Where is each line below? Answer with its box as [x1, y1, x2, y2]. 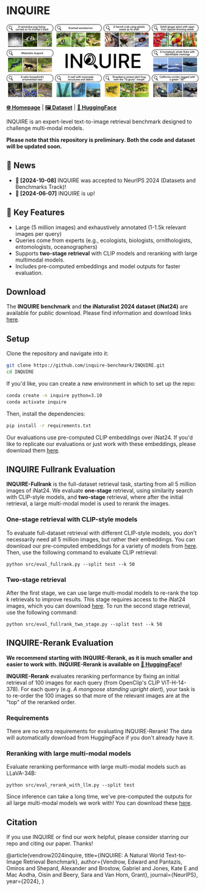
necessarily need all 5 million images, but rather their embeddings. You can [6, 535, 195, 543]
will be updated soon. [6, 142, 62, 150]
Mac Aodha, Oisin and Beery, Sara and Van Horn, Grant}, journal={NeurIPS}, [6, 871, 198, 879]
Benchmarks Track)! [15, 183, 67, 190]
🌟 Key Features [6, 207, 65, 218]
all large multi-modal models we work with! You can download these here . [6, 799, 192, 807]
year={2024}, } [6, 878, 45, 885]
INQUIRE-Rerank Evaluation [6, 638, 114, 648]
